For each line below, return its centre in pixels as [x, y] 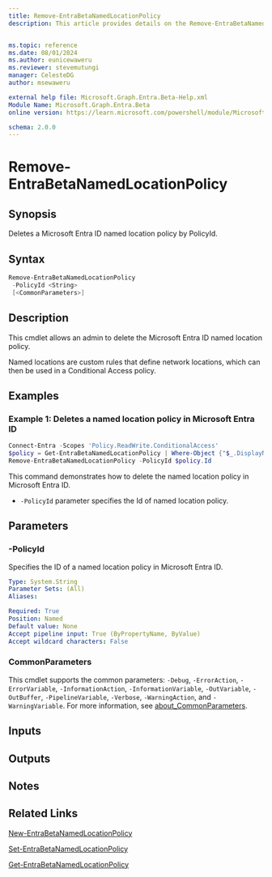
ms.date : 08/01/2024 [43, 53]
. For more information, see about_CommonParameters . [155, 705]
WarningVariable [36, 706]
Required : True [34, 611]
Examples [34, 396]
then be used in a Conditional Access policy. [82, 370]
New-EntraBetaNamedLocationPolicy [70, 833]
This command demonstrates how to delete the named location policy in [129, 476]
